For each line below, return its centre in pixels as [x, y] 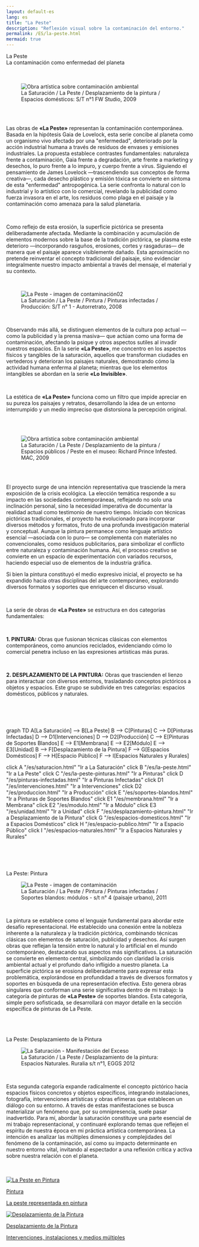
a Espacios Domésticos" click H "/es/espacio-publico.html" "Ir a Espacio [95, 824]
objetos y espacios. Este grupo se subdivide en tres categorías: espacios [96, 688]
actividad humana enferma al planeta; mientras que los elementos [87, 368]
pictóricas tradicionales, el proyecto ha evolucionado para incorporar [91, 519]
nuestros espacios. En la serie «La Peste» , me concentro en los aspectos [96, 349]
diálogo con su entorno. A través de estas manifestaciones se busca [90, 1106]
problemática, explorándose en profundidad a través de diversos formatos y [99, 977]
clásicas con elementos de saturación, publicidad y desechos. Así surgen [96, 939]
